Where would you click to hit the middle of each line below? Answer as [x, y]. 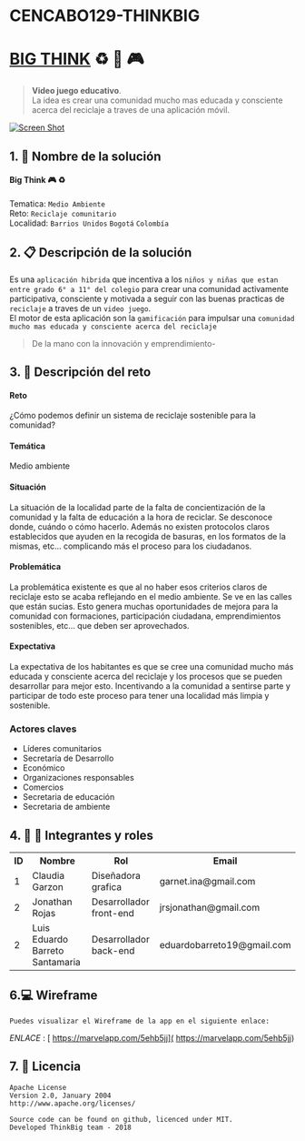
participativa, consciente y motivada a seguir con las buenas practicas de [147, 298]
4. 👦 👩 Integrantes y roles [82, 835]
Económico [44, 768]
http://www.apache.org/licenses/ [73, 1103]
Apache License [38, 1087]
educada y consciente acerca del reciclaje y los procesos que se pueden [146, 676]
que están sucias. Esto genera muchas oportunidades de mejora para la [144, 606]
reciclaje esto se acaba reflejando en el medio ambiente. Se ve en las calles [151, 596]
